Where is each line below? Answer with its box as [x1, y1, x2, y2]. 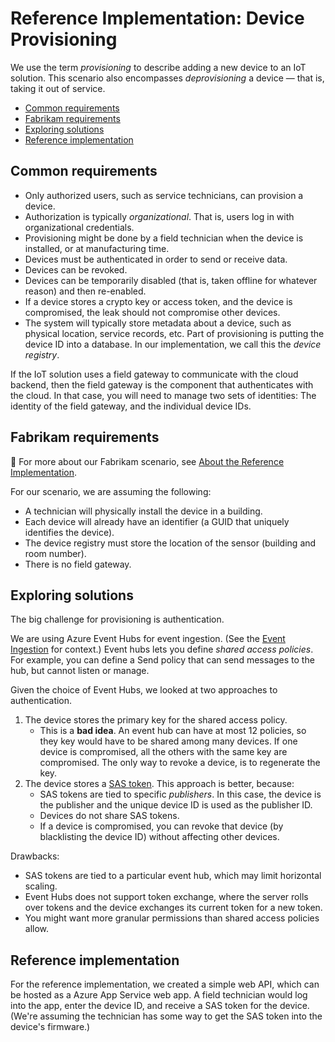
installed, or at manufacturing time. [24, 242, 170, 254]
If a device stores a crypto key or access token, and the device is [24, 295, 293, 307]
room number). [24, 547, 87, 559]
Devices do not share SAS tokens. [39, 810, 180, 822]
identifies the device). [24, 526, 115, 538]
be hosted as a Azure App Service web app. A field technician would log [10, 989, 308, 1001]
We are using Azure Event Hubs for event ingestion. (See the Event [10, 633, 286, 645]
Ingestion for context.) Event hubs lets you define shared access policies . [10, 643, 314, 656]
